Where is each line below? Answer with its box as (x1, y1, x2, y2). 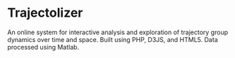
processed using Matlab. (7, 43, 80, 51)
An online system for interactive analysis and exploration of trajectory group (7, 28, 228, 36)
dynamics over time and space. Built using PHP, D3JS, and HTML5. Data (7, 35, 218, 43)
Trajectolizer (7, 5, 83, 21)
